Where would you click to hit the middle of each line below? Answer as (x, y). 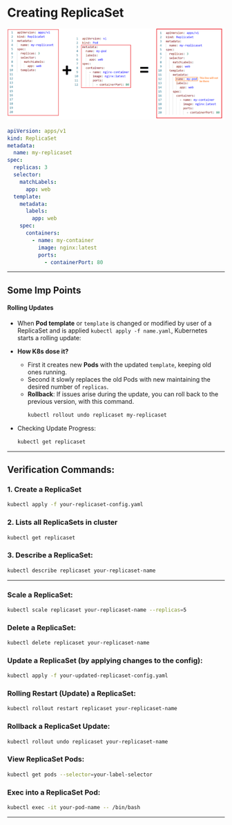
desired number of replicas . (68, 387)
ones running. (47, 372)
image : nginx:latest (67, 248)
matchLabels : (38, 182)
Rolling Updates (30, 308)
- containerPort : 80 (74, 262)
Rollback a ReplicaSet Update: (59, 726)
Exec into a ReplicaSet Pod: (54, 792)
